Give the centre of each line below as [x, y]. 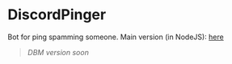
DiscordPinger [57, 15]
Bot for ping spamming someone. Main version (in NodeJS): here [116, 37]
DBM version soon [58, 52]
